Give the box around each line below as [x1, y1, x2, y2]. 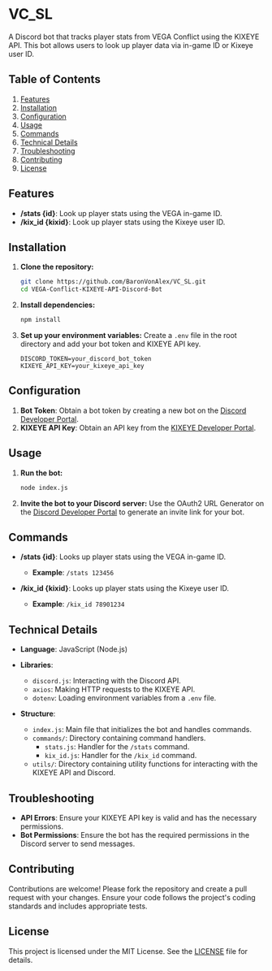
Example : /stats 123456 [32, 568, 114, 578]
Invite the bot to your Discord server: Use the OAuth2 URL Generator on [19, 498, 265, 508]
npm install [19, 316, 61, 324]
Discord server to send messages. [19, 839, 136, 848]
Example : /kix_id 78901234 [32, 599, 125, 609]
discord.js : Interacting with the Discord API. [32, 676, 181, 686]
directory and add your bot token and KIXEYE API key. [19, 339, 201, 349]
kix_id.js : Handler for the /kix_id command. [44, 751, 197, 761]
